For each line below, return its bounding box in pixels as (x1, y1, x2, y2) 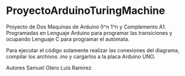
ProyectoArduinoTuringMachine (6, 4, 166, 17)
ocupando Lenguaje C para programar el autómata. (6, 35, 130, 42)
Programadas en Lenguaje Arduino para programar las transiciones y (6, 29, 173, 36)
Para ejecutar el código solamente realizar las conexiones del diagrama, (6, 46, 180, 53)
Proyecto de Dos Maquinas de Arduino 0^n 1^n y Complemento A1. (6, 23, 166, 30)
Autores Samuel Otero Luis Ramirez (6, 64, 92, 71)
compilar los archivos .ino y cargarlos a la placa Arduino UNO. (6, 53, 156, 60)
